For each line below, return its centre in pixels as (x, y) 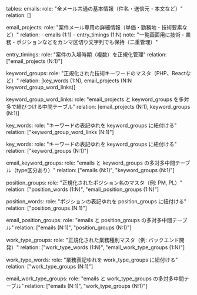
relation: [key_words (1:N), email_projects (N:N (76, 81)
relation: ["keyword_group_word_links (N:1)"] (60, 132)
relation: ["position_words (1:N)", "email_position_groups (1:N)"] (83, 189)
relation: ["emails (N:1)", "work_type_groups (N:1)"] (86, 286)
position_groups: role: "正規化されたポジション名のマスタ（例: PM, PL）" (94, 183)
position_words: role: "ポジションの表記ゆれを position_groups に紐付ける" (96, 201)
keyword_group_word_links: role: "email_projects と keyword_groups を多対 (98, 99)
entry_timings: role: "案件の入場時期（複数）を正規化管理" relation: (86, 54)
